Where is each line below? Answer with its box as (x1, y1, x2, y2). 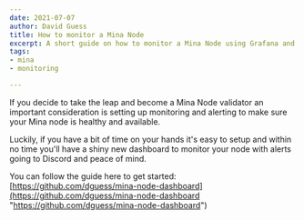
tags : (9, 47, 30, 56)
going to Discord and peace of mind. (9, 153, 147, 164)
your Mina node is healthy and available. (9, 115, 161, 127)
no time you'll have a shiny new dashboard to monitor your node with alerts (9, 143, 292, 155)
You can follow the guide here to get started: (9, 170, 177, 182)
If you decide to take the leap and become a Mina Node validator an (9, 96, 264, 107)
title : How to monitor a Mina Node (9, 30, 145, 39)
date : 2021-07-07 (9, 13, 76, 23)
